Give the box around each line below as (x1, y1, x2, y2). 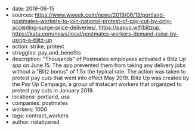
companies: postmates (11, 100, 69, 106)
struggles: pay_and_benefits (11, 49, 82, 56)
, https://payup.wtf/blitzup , (95, 24, 161, 31)
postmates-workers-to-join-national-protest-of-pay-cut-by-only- (11, 18, 172, 24)
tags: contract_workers (11, 112, 69, 119)
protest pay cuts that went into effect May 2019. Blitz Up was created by (11, 74, 190, 81)
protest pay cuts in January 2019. (11, 87, 94, 94)
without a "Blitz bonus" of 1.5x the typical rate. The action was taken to (11, 68, 186, 75)
